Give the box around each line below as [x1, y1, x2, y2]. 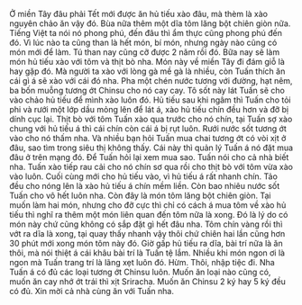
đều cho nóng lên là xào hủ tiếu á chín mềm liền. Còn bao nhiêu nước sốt [9, 181, 280, 191]
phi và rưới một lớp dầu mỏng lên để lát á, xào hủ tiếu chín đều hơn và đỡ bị [9, 104, 289, 114]
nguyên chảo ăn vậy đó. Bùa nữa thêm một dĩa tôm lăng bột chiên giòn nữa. [9, 18, 291, 29]
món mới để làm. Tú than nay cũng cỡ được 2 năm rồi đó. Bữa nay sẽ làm [9, 47, 280, 58]
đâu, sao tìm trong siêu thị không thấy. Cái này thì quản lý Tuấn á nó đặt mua [9, 142, 294, 153]
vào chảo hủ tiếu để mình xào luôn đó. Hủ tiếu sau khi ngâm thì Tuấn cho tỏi [9, 94, 291, 105]
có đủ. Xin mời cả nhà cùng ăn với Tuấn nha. [9, 286, 174, 296]
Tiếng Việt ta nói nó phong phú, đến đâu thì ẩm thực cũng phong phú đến [9, 28, 282, 38]
